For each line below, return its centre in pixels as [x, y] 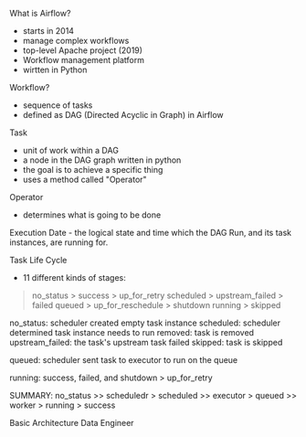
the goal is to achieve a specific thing [93, 170]
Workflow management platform [83, 60]
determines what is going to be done [92, 215]
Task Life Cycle [38, 260]
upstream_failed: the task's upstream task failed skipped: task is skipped [146, 342]
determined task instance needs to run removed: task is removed [132, 332]
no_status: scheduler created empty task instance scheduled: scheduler [145, 323]
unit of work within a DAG [70, 150]
